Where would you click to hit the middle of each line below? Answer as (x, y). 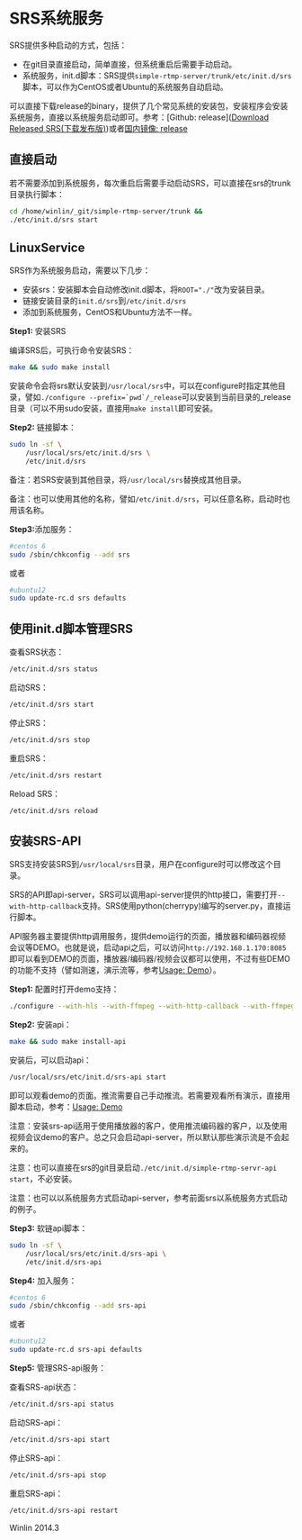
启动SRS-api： (36, 1422)
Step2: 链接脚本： (43, 428)
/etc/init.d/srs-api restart (64, 1510)
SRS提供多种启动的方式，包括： (68, 45)
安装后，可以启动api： (50, 1060)
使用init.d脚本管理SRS (71, 628)
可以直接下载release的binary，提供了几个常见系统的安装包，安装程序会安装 (149, 105)
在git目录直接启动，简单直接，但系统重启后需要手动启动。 (129, 64)
